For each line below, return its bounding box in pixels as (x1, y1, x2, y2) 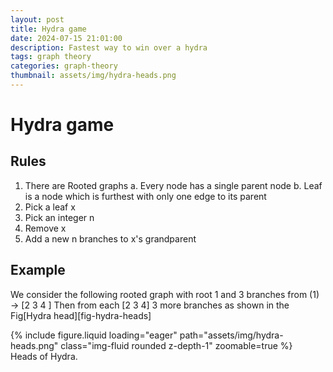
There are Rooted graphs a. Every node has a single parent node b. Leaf (24, 179, 323, 191)
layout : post (10, 14, 65, 25)
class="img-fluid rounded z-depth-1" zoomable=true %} (60, 339, 293, 351)
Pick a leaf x (24, 201, 76, 213)
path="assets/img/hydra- (179, 329, 284, 341)
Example (10, 262, 66, 279)
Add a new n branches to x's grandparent (24, 232, 197, 245)
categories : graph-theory (10, 61, 118, 71)
